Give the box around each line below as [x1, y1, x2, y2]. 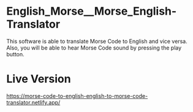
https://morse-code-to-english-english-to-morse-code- [6, 92, 148, 99]
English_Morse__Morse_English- [6, 4, 177, 18]
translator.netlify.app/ [6, 99, 61, 106]
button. [6, 50, 25, 58]
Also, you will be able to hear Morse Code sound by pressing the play [6, 44, 182, 51]
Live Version [6, 72, 72, 86]
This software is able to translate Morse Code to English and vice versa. [6, 37, 188, 45]
